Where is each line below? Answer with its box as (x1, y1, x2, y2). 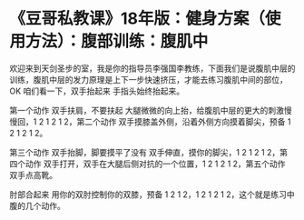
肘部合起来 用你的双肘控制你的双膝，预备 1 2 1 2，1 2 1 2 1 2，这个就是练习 (9, 188, 288, 200)
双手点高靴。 (9, 169, 57, 180)
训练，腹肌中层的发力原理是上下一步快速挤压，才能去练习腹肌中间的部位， (9, 74, 288, 85)
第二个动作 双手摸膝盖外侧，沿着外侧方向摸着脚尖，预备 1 (76, 115, 291, 127)
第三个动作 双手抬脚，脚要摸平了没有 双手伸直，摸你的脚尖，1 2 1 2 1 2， (9, 146, 280, 157)
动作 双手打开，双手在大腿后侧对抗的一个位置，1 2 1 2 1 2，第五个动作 (25, 158, 286, 169)
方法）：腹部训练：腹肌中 (25, 31, 209, 52)
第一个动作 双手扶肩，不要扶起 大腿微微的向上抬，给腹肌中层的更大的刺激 (9, 105, 284, 115)
